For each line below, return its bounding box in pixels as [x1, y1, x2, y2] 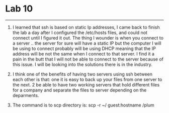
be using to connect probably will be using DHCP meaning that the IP [12, 45, 156, 51]
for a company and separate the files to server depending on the [12, 87, 147, 93]
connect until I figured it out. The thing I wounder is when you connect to [12, 34, 163, 40]
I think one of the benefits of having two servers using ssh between [12, 71, 152, 77]
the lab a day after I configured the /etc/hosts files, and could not [12, 29, 147, 35]
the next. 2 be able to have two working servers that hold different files [12, 81, 160, 87]
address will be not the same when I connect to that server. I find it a [12, 50, 155, 56]
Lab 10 [5, 3, 33, 14]
